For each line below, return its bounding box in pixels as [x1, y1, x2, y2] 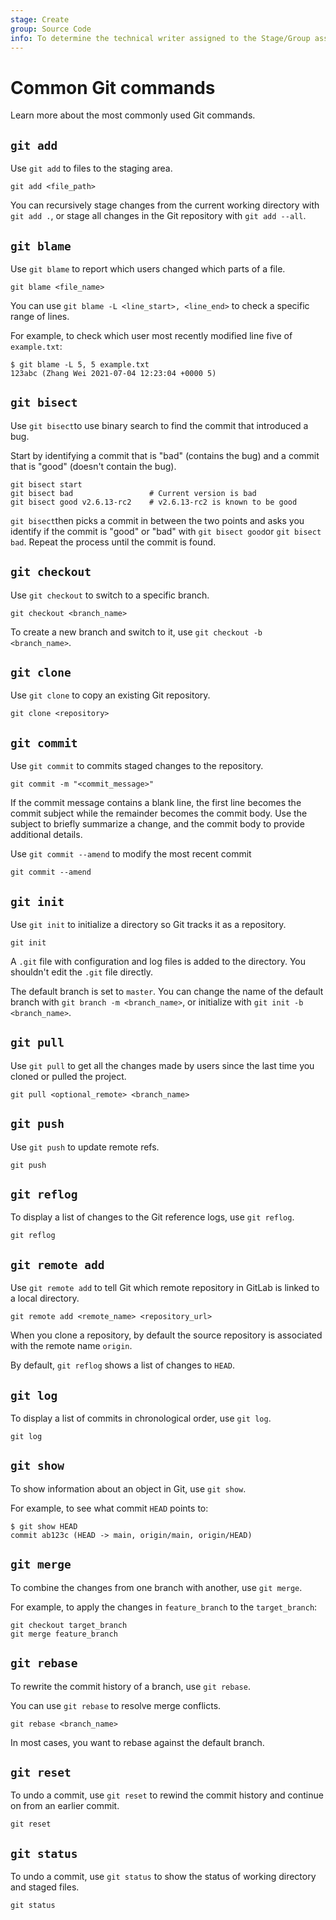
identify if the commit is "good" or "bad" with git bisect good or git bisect [10, 525, 322, 537]
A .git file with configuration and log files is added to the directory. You [10, 956, 307, 967]
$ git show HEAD [10, 1521, 78, 1531]
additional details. [10, 829, 83, 841]
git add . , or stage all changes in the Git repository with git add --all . [10, 210, 307, 222]
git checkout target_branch [10, 1620, 128, 1630]
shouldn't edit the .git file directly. [10, 966, 154, 978]
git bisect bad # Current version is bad [10, 488, 257, 498]
